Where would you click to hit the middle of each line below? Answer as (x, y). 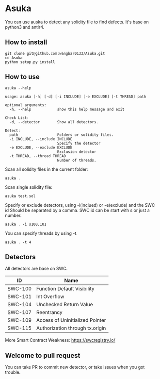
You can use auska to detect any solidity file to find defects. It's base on (77, 22)
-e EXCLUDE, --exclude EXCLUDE (41, 148)
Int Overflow (50, 297)
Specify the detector (79, 143)
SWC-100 (20, 289)
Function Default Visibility (65, 289)
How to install (26, 42)
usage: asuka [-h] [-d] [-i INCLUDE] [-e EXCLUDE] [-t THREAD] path (76, 97)
